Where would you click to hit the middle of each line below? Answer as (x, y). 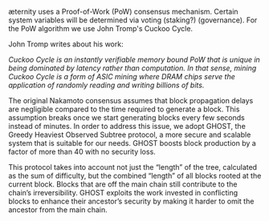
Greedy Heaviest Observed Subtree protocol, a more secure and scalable (130, 135)
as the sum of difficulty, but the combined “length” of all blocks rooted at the (135, 176)
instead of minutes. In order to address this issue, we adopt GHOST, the (127, 126)
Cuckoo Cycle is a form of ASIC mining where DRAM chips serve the (122, 76)
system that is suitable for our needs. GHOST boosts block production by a (132, 143)
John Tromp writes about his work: (66, 44)
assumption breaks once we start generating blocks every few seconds (126, 118)
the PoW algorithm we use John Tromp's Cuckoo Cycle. (101, 28)
